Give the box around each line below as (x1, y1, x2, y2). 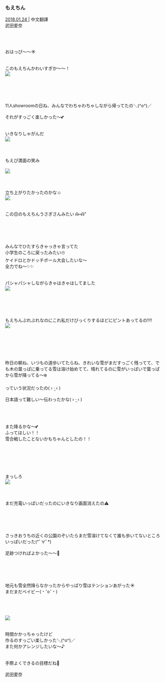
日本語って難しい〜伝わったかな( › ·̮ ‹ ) (5, 397, 82, 403)
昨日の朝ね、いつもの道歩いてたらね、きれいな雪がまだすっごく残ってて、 (5, 360, 156, 366)
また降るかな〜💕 (5, 424, 38, 430)
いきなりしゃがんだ (5, 131, 44, 136)
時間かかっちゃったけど (5, 631, 53, 637)
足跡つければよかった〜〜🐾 (5, 550, 60, 556)
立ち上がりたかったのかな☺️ (5, 190, 62, 196)
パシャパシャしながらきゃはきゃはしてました (5, 280, 96, 286)
